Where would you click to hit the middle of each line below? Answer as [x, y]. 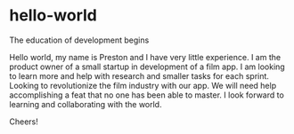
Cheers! [24, 122]
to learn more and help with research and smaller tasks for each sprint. [139, 75]
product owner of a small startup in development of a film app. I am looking [147, 67]
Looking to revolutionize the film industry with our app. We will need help [143, 85]
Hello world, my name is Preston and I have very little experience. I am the [145, 57]
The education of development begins [79, 40]
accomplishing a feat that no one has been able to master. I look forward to [147, 95]
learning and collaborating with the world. [86, 104]
